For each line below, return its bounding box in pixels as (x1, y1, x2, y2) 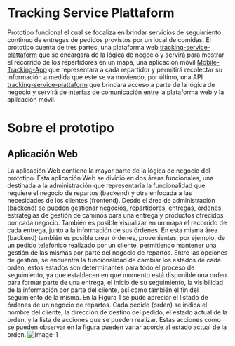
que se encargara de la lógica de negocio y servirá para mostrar (38, 51, 224, 59)
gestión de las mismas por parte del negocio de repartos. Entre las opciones (7, 248, 228, 257)
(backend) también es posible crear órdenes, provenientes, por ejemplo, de (7, 233, 226, 241)
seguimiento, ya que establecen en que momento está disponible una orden (7, 270, 227, 279)
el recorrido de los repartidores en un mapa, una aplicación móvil (7, 58, 196, 66)
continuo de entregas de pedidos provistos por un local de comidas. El (7, 35, 212, 44)
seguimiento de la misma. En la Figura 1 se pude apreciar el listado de (7, 293, 208, 301)
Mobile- (196, 58, 220, 66)
